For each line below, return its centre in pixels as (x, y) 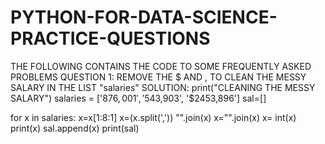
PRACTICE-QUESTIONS (110, 38)
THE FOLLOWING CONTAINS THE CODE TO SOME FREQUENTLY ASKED (161, 66)
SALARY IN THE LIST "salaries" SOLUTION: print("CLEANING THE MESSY (163, 87)
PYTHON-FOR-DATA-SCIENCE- (144, 17)
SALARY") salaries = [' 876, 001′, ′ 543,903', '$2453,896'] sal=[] (138, 98)
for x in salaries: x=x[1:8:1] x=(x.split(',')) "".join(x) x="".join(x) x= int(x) (153, 117)
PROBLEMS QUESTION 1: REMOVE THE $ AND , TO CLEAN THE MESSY (158, 77)
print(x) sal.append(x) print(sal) (75, 128)
